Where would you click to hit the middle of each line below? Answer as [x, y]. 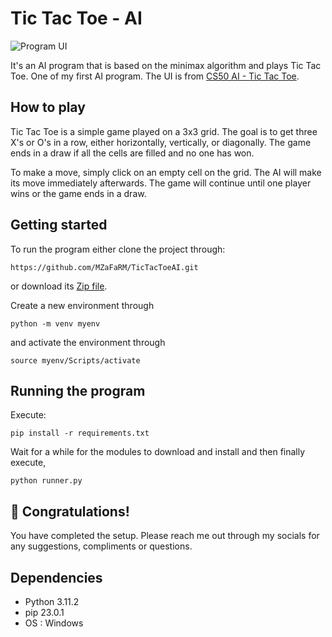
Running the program [78, 390]
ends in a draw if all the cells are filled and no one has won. [132, 153]
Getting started [59, 225]
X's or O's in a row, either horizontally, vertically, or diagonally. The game [161, 142]
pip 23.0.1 [44, 612]
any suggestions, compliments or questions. [101, 546]
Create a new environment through [82, 305]
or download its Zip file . [59, 286]
